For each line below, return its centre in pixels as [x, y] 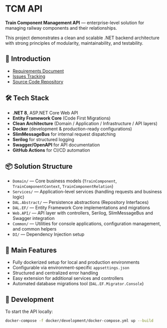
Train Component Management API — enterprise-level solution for [75, 23]
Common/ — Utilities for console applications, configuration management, [87, 224]
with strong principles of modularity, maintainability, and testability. [74, 43]
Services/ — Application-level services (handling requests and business [87, 192]
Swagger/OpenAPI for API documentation [56, 145]
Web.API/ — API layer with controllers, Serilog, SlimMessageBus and [83, 213]
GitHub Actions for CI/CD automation [51, 150]
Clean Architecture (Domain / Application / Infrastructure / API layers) [85, 123]
